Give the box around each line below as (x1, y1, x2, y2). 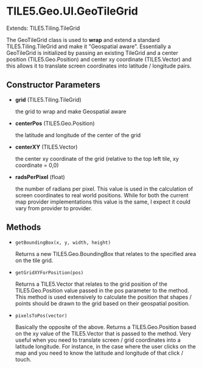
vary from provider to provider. (15, 204, 92, 211)
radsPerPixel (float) (15, 173, 65, 180)
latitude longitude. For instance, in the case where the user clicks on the (15, 342, 196, 350)
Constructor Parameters (6, 80, 100, 90)
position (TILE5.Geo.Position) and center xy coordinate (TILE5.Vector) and (6, 55, 192, 63)
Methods (6, 222, 41, 233)
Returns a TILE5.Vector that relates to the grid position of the (15, 280, 167, 288)
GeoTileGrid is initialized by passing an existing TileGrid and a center (6, 49, 178, 56)
